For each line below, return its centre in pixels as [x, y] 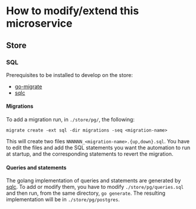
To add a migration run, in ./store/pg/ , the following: [70, 120]
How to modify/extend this [73, 11]
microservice [39, 23]
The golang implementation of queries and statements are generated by [94, 181]
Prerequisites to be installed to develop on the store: [70, 75]
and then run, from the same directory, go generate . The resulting [86, 193]
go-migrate [28, 86]
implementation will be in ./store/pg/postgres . [63, 200]
